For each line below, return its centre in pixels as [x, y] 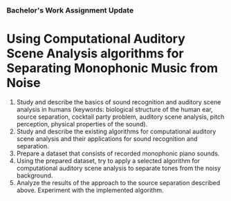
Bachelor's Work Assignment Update [70, 10]
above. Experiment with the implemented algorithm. [90, 190]
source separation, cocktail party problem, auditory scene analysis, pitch [120, 117]
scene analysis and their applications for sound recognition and [107, 138]
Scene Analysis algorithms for [95, 54]
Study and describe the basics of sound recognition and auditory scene [119, 102]
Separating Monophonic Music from [112, 68]
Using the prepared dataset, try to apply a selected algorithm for [108, 160]
